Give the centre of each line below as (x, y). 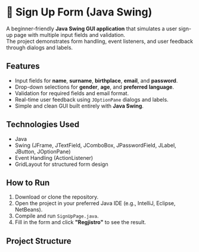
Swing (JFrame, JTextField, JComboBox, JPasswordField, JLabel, (96, 145)
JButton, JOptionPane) (43, 152)
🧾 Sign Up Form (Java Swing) (79, 12)
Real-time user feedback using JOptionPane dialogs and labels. (91, 99)
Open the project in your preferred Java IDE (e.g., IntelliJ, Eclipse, (95, 203)
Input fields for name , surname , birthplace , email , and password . (96, 80)
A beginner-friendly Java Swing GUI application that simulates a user (92, 29)
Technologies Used (43, 125)
